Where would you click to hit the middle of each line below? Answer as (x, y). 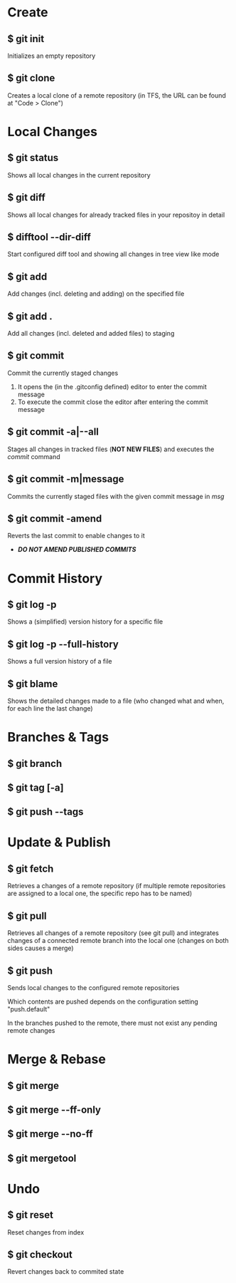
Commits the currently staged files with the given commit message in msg (116, 496)
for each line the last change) (50, 708)
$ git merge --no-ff (50, 1134)
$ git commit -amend (55, 519)
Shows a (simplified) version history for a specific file (85, 622)
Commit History (55, 578)
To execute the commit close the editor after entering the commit (113, 402)
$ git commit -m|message (66, 479)
